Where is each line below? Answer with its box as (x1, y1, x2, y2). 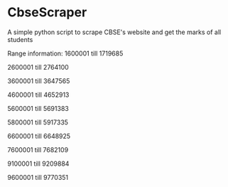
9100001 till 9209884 (7, 159, 70, 168)
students (7, 35, 33, 43)
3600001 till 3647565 (7, 76, 70, 85)
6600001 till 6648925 (7, 132, 71, 140)
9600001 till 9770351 (7, 173, 69, 181)
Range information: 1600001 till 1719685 (7, 49, 124, 58)
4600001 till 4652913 (7, 90, 70, 99)
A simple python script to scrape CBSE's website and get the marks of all (7, 28, 222, 36)
